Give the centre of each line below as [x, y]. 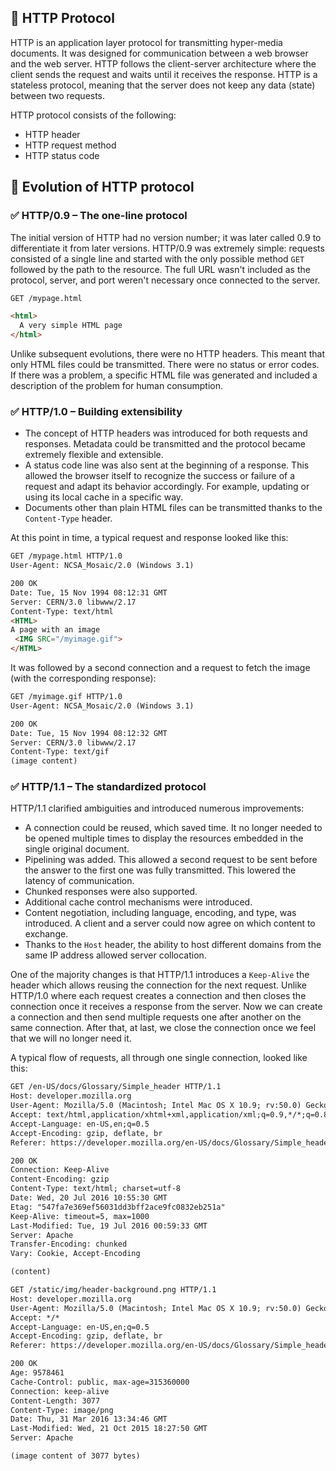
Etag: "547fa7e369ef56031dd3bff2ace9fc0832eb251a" [118, 1207]
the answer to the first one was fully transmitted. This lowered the [160, 870]
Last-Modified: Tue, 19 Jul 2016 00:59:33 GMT [109, 1226]
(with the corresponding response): [83, 678]
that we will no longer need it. [71, 1038]
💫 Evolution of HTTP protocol [102, 187]
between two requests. [58, 95]
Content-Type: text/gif [60, 752]
